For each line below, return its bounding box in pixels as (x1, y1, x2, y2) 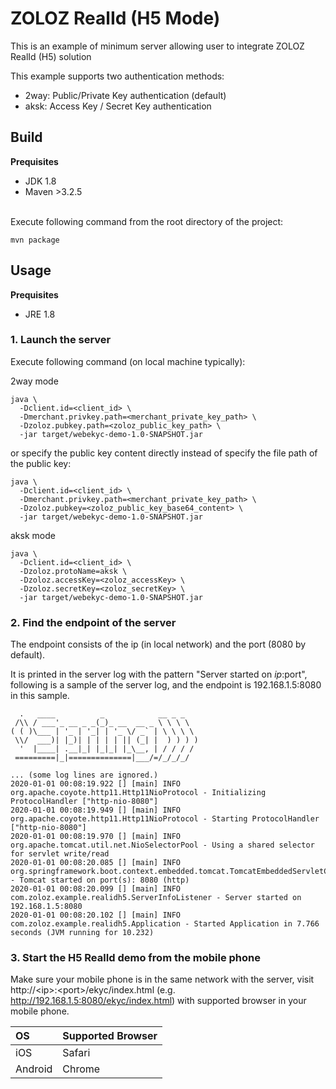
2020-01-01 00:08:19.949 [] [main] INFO (10, 805, 182, 816)
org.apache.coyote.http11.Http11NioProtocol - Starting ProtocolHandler (10, 814, 320, 824)
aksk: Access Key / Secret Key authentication (24, 100, 212, 112)
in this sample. (10, 690, 70, 702)
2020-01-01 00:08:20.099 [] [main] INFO (10, 884, 182, 894)
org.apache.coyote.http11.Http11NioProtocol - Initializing (10, 788, 267, 798)
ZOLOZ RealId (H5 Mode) (10, 7, 221, 30)
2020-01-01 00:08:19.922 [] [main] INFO (10, 779, 182, 789)
